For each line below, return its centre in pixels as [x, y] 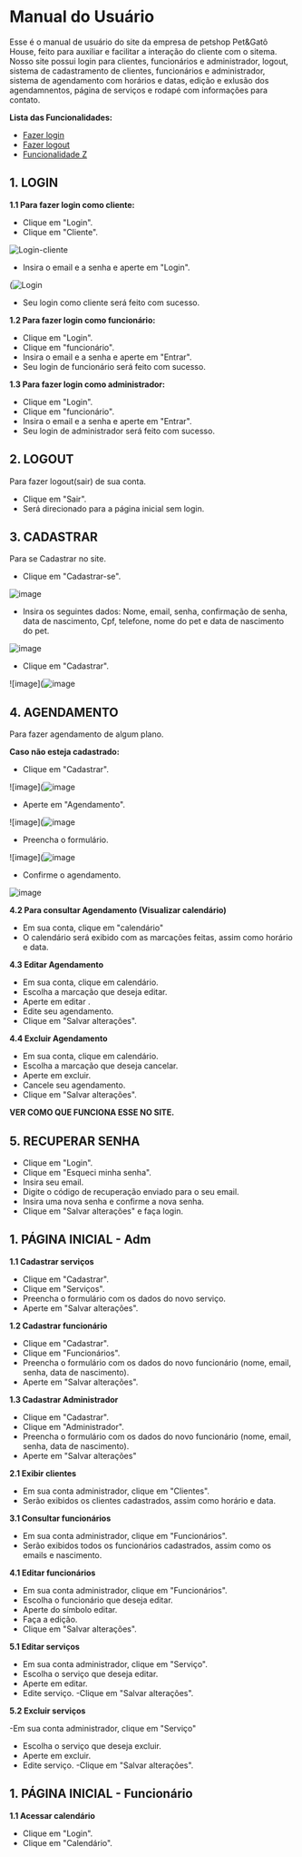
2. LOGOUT [42, 459]
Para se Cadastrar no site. [58, 559]
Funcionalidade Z [55, 154]
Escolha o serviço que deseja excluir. [92, 1745]
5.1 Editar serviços [44, 1646]
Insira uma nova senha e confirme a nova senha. [113, 1202]
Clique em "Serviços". [63, 1288]
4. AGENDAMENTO [64, 712]
